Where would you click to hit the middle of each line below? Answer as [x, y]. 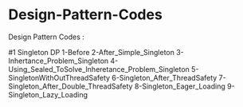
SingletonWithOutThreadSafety [59, 77]
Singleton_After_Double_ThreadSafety [71, 86]
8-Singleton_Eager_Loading [180, 86]
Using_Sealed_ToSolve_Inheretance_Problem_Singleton [99, 69]
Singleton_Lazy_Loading [48, 94]
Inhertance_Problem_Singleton [59, 61]
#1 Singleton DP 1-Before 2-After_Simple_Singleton [92, 52]
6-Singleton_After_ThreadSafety [164, 77]
